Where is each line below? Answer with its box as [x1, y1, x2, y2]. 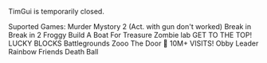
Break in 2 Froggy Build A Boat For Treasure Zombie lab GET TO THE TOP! [8, 31, 253, 39]
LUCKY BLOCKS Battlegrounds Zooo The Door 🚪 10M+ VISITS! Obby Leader [8, 39, 259, 48]
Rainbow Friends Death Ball [8, 47, 99, 56]
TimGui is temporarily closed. [8, 7, 105, 16]
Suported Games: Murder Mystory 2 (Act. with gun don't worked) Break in [8, 22, 252, 31]
